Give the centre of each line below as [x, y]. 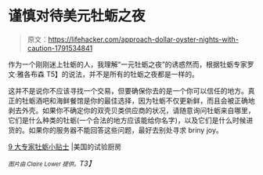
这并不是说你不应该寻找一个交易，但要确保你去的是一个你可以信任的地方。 [128, 90]
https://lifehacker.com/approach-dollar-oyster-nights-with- [143, 39]
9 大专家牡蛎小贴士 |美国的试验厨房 [65, 147]
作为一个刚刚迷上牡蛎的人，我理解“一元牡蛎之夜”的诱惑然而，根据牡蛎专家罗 [131, 64]
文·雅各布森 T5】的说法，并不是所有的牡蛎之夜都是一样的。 [104, 74]
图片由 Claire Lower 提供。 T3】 [52, 163]
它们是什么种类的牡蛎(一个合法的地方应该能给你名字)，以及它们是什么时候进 [131, 120]
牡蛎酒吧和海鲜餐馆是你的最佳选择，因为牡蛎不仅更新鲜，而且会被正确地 [138, 100]
